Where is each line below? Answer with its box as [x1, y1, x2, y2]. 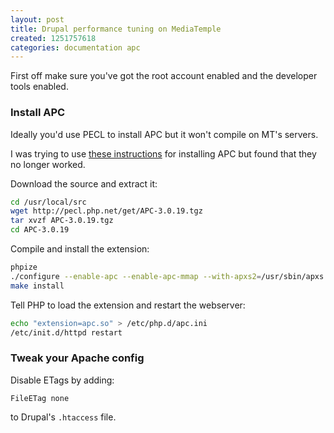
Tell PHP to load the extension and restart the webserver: [10, 299, 246, 311]
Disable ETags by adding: [10, 374, 115, 386]
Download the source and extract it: [10, 177, 158, 190]
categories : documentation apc [10, 42, 141, 53]
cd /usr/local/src [10, 197, 87, 207]
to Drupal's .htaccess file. [10, 411, 117, 423]
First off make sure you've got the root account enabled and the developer [10, 70, 318, 82]
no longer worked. [10, 158, 86, 170]
